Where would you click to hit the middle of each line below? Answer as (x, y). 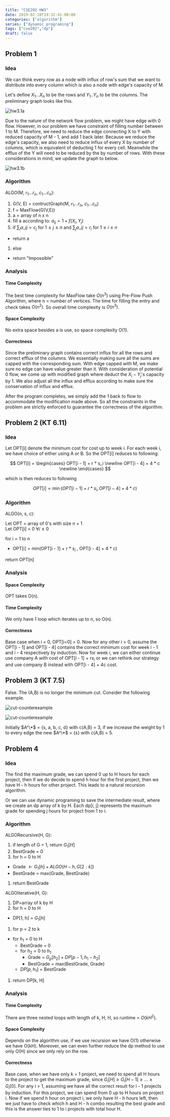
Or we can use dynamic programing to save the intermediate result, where (83, 800)
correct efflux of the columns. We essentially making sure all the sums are (82, 358)
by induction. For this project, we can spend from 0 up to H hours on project (84, 1093)
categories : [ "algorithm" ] (34, 19)
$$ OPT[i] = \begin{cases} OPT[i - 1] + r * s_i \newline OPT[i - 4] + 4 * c (85, 464)
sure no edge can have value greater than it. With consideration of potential (84, 369)
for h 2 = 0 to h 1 (36, 951)
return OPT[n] (20, 560)
